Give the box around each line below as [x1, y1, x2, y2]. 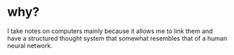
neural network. [7, 41, 53, 49]
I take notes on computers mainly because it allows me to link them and [7, 27, 213, 35]
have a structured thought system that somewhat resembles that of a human [7, 34, 228, 42]
